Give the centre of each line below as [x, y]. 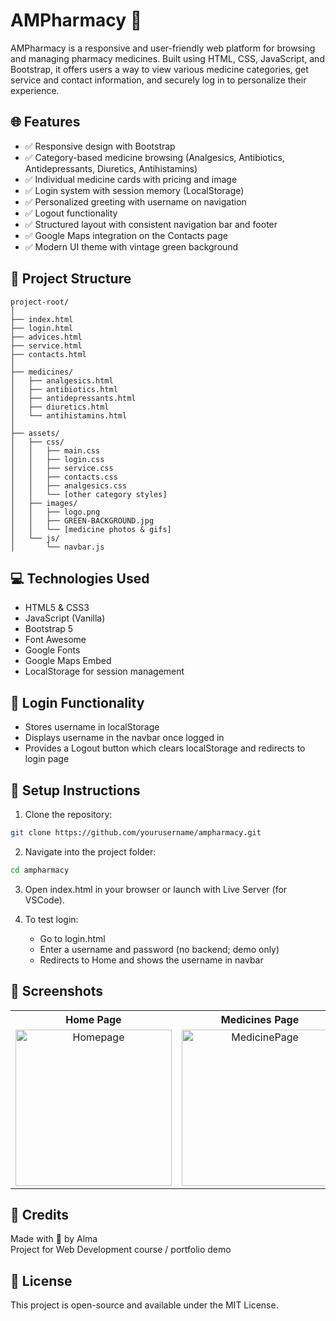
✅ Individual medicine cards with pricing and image [131, 179]
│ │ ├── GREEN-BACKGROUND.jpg [82, 520]
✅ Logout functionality [71, 213]
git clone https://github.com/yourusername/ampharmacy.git [136, 833]
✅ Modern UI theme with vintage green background [131, 246]
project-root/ [40, 302]
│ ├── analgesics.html [62, 380]
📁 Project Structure [71, 279]
